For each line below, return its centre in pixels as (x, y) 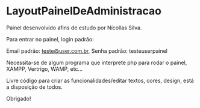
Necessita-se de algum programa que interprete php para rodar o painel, (97, 62)
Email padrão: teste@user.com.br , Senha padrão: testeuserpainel (87, 51)
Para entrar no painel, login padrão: (50, 39)
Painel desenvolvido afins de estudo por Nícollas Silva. (74, 28)
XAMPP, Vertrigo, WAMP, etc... (45, 69)
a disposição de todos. (35, 87)
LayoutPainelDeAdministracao (84, 11)
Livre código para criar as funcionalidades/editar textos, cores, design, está (100, 80)
